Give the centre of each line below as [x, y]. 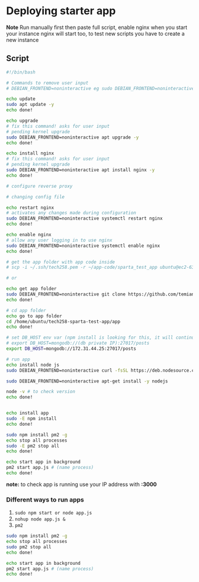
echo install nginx [30, 153]
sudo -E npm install [32, 419]
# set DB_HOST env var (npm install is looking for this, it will [90, 338]
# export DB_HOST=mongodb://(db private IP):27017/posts [78, 343]
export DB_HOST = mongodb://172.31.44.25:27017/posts [71, 349]
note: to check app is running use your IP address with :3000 [81, 484]
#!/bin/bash [21, 72]
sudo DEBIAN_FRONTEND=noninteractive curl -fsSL [67, 370]
